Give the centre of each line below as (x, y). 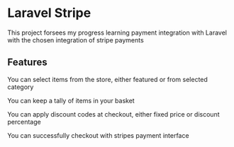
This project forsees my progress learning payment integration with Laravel (117, 33)
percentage (24, 122)
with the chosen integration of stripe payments (76, 40)
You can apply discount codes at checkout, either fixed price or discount (113, 114)
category (21, 87)
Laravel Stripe (49, 13)
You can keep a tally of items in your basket (71, 100)
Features (27, 63)
